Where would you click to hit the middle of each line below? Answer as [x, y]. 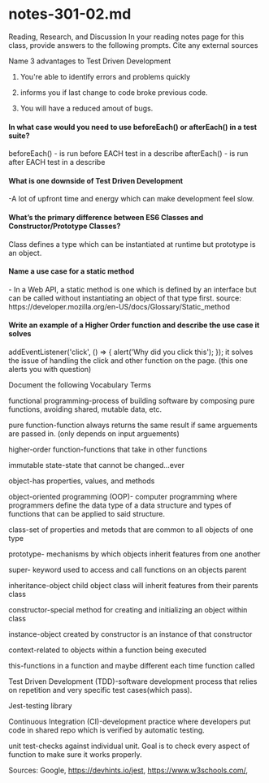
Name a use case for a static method [72, 271]
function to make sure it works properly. [75, 754]
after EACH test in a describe [57, 162]
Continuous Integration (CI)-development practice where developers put [130, 721]
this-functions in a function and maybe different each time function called [132, 665]
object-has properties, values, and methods [82, 481]
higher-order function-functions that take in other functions [108, 449]
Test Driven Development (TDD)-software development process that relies [133, 681]
